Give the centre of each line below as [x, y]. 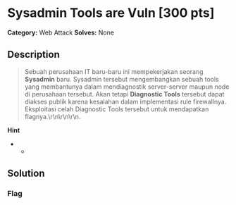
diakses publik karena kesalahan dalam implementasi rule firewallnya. [125, 101]
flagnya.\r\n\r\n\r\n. [52, 116]
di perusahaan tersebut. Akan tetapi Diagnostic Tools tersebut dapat [124, 94]
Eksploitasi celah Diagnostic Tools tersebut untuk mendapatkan [117, 109]
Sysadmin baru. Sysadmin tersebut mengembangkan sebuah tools [122, 79]
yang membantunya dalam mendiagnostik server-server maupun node [127, 87]
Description [33, 55]
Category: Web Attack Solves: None [61, 32]
